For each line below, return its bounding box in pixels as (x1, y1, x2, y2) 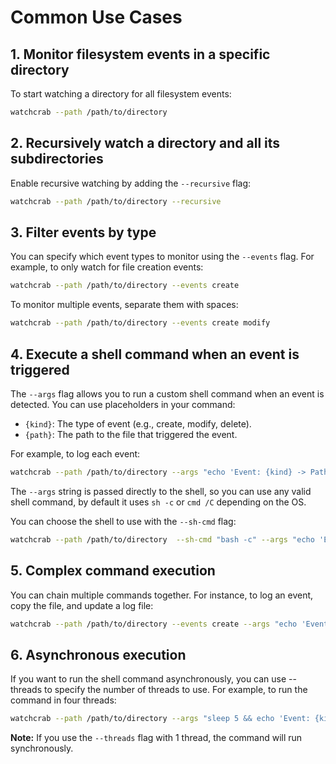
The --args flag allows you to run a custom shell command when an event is (10, 387, 325, 400)
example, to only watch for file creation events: (10, 261, 204, 273)
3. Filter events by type (10, 224, 157, 241)
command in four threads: (10, 694, 117, 706)
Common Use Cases (10, 6, 183, 29)
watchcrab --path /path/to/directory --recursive (10, 196, 222, 206)
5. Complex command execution (10, 562, 216, 580)
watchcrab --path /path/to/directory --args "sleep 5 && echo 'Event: (10, 714, 311, 724)
